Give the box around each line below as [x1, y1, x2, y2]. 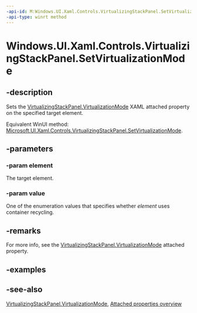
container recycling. [6, 209, 55, 216]
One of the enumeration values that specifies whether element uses [6, 203, 170, 210]
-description [6, 87, 53, 97]
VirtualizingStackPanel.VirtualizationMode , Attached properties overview [6, 300, 182, 307]
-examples [6, 264, 46, 274]
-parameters [6, 144, 53, 154]
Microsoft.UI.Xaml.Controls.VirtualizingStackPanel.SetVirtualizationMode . [6, 127, 183, 134]
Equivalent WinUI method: [6, 121, 69, 128]
